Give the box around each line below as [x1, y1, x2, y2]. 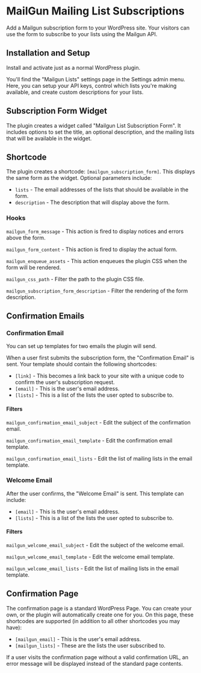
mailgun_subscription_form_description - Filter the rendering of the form [6, 287, 188, 294]
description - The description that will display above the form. [14, 199, 170, 206]
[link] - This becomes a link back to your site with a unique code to [14, 372, 185, 380]
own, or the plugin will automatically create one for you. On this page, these [6, 611, 194, 618]
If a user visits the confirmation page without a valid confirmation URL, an [6, 653, 188, 660]
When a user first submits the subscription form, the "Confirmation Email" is [6, 354, 194, 362]
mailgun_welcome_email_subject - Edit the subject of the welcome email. [6, 542, 185, 549]
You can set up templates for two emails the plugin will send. [6, 343, 157, 350]
